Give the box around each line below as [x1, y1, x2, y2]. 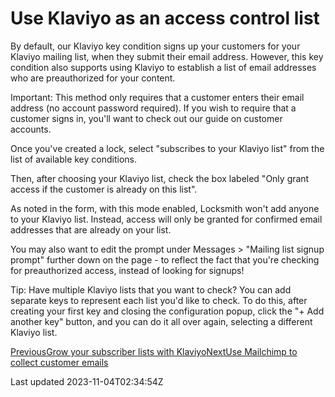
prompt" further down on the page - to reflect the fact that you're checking [10, 253, 320, 266]
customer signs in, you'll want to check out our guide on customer [10, 112, 283, 124]
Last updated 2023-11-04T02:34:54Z [10, 375, 164, 387]
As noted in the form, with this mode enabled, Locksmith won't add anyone [10, 202, 320, 214]
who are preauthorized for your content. [10, 72, 176, 84]
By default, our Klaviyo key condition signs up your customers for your [10, 40, 301, 52]
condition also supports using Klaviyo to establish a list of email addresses [10, 61, 317, 73]
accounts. [10, 123, 52, 135]
